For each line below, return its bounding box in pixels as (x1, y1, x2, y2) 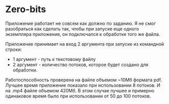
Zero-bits (5, 4, 46, 15)
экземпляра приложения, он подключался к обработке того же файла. (5, 31, 160, 37)
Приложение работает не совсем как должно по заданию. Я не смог (5, 20, 156, 26)
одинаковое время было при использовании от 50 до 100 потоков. (5, 93, 152, 99)
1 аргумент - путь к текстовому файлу (12, 56, 96, 62)
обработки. (12, 67, 38, 73)
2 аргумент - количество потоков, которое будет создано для (12, 61, 149, 67)
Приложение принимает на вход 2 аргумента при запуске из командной (5, 41, 164, 47)
